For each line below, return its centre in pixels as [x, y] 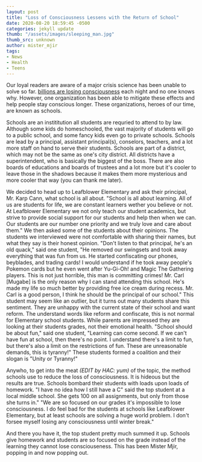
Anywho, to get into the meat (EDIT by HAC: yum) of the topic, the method [99, 371]
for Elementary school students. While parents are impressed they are [93, 320]
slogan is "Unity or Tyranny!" [42, 359]
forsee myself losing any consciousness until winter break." [80, 422]
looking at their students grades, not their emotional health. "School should [99, 327]
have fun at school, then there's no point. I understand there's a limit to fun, [100, 339]
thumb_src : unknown [31, 40]
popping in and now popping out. [47, 453]
